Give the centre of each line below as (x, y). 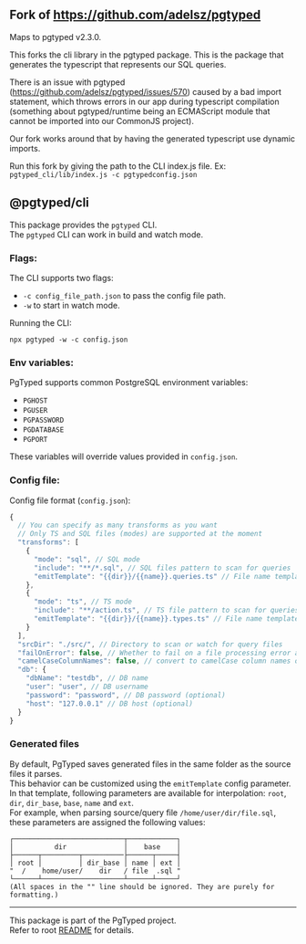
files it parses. (36, 773)
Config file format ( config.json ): (70, 500)
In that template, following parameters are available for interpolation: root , (148, 792)
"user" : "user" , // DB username (87, 687)
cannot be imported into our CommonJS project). (102, 121)
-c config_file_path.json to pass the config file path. (124, 295)
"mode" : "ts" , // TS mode (82, 602)
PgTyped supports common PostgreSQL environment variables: (129, 383)
